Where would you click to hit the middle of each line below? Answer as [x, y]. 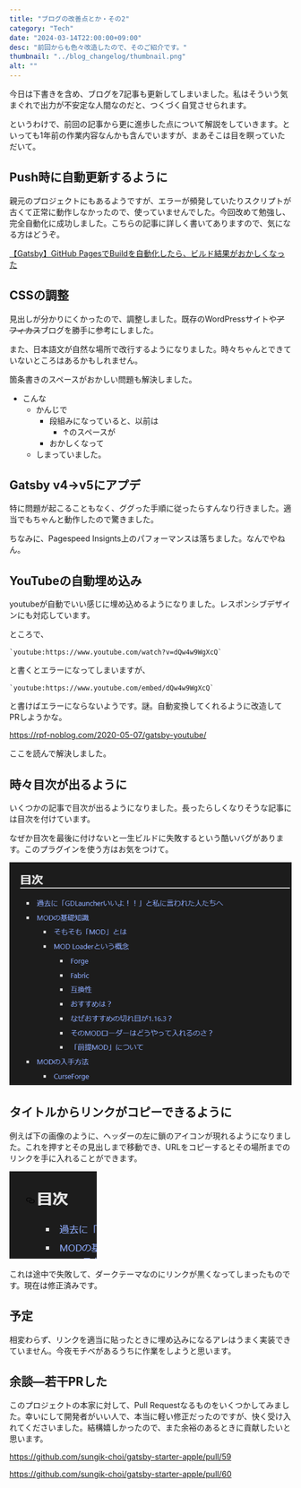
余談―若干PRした [58, 1382]
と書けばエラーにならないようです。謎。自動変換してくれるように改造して [146, 706]
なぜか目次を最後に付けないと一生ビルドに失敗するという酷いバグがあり [142, 839]
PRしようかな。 [38, 718]
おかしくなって [77, 443]
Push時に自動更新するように [89, 178]
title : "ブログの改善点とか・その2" [69, 19]
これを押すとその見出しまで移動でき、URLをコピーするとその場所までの [158, 1147]
